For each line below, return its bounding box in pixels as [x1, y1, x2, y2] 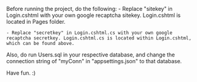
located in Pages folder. [6, 18, 66, 25]
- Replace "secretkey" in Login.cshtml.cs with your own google [6, 30, 173, 36]
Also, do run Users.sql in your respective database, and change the [6, 51, 175, 58]
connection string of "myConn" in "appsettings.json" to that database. [6, 58, 182, 64]
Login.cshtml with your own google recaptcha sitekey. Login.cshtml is [6, 12, 181, 19]
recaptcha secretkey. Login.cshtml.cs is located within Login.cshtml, [6, 35, 192, 41]
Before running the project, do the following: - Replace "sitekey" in [6, 5, 173, 12]
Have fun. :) [6, 69, 36, 77]
